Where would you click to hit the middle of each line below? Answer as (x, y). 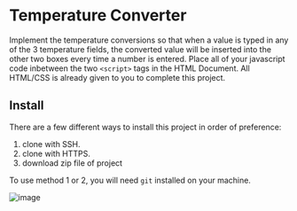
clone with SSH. (51, 144)
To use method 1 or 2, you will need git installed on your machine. (130, 180)
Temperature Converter (98, 16)
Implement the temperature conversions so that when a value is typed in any (149, 40)
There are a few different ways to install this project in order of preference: (145, 127)
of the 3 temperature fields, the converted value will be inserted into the (141, 49)
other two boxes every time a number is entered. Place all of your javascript (147, 59)
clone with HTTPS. (56, 153)
